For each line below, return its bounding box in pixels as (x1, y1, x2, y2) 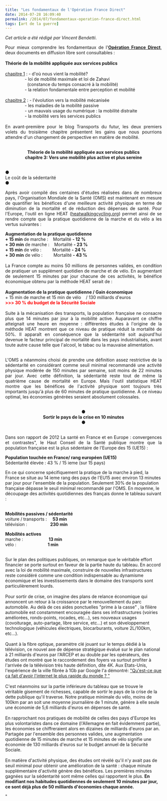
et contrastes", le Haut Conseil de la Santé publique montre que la (5, 440, 162, 446)
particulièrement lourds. (5, 583, 54, 589)
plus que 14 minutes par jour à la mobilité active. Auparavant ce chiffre (5, 315, 162, 321)
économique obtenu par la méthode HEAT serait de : (5, 279, 113, 285)
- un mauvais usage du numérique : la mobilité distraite (24, 108, 138, 114)
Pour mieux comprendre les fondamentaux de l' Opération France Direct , (5, 44, 162, 50)
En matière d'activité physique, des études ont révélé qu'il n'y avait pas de (5, 757, 158, 764)
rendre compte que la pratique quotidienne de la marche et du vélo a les (5, 216, 162, 222)
